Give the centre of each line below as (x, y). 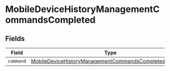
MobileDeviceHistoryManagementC (82, 9)
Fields (15, 39)
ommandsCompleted (50, 20)
